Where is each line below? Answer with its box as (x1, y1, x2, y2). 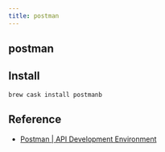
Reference (8, 112, 62, 126)
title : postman (8, 11, 60, 20)
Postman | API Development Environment (19, 134, 157, 144)
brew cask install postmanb (8, 91, 103, 99)
